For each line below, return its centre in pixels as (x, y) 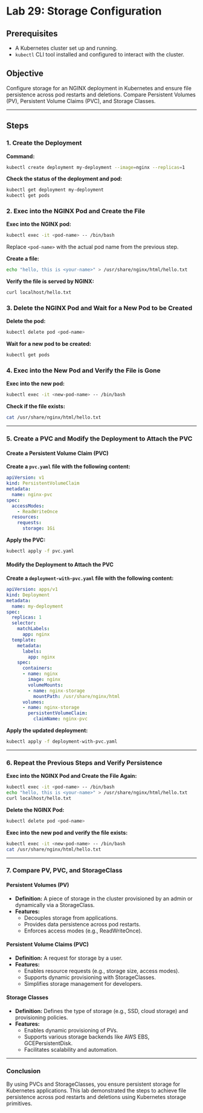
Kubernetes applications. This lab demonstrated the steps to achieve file (96, 1091)
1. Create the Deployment (44, 143)
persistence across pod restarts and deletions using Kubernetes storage (96, 1097)
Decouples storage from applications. (71, 918)
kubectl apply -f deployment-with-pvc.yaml (62, 742)
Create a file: (23, 259)
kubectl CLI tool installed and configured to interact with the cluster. (100, 55)
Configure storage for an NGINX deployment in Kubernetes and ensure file (99, 88)
